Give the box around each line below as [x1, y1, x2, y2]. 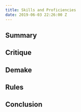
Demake [5, 66, 32, 74]
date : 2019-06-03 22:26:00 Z [5, 12, 67, 17]
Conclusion [5, 100, 43, 109]
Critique [5, 48, 32, 57]
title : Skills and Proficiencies [5, 7, 76, 13]
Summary [5, 31, 37, 40]
